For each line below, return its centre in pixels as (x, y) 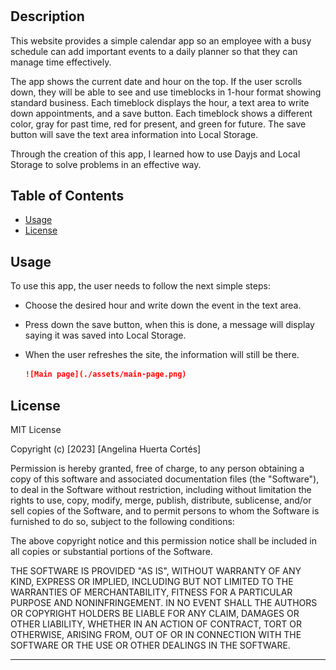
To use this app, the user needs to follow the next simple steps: (140, 286)
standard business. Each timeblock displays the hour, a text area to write (160, 102)
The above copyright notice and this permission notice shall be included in (163, 540)
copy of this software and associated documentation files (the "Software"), (165, 479)
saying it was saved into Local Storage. (105, 335)
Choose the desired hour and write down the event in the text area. (163, 305)
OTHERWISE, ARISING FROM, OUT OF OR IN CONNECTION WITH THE (156, 634)
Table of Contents (67, 196)
